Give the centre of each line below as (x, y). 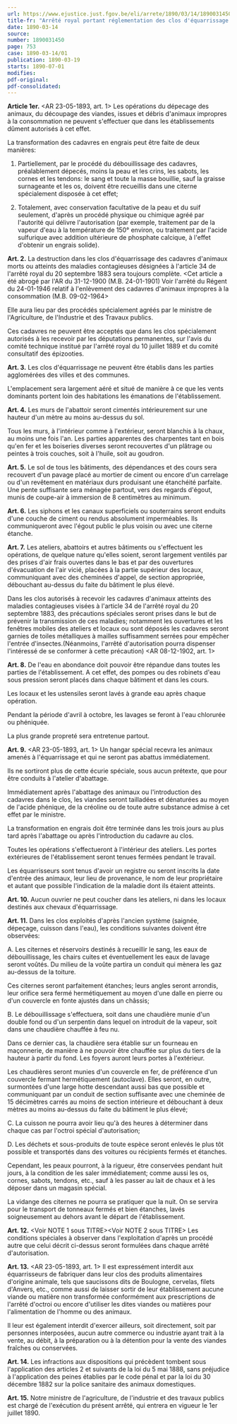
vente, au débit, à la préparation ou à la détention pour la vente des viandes (117, 1341)
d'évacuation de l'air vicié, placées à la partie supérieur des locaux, (105, 570)
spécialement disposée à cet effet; (68, 194)
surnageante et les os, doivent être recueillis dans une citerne (107, 186)
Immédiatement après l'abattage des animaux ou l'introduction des (104, 792)
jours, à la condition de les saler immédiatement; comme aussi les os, (108, 1173)
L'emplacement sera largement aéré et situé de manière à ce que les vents (116, 389)
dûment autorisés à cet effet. (49, 129)
